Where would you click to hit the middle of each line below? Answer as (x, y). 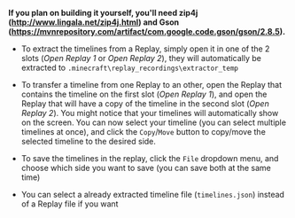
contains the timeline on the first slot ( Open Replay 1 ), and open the (144, 94)
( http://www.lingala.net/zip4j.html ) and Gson (94, 22)
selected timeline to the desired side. (89, 141)
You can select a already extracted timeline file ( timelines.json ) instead (153, 195)
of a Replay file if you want (70, 204)
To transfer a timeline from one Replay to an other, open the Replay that (151, 85)
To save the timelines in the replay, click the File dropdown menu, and (150, 158)
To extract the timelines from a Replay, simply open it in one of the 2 (145, 49)
